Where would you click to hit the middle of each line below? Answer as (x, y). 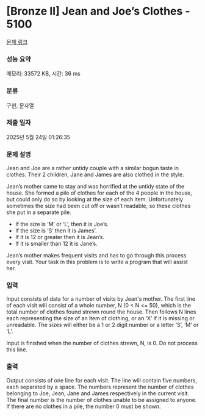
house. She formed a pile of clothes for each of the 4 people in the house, (99, 193)
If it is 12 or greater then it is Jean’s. (60, 237)
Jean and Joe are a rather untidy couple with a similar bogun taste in (92, 168)
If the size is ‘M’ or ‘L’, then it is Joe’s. (62, 224)
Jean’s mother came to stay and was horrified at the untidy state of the (95, 187)
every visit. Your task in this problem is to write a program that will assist (97, 262)
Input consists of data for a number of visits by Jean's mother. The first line (101, 299)
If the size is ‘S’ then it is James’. (56, 231)
